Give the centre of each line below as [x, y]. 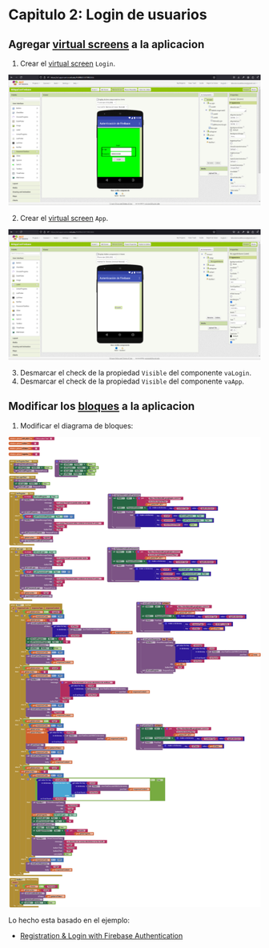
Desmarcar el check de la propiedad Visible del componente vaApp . [132, 381]
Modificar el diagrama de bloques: [76, 425]
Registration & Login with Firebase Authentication [101, 935]
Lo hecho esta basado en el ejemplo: [69, 920]
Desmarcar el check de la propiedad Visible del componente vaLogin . [136, 372]
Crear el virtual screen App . [64, 219]
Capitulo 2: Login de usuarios [108, 15]
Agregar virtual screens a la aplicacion [106, 44]
